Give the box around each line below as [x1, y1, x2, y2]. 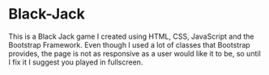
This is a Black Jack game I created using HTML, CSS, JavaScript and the [8, 31, 254, 41]
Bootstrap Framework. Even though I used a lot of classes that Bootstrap [8, 40, 251, 49]
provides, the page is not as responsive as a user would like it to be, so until [8, 48, 261, 58]
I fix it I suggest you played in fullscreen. [8, 57, 143, 67]
